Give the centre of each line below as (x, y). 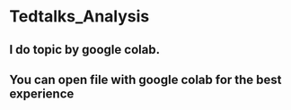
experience (42, 93)
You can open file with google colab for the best (145, 79)
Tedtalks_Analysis (79, 17)
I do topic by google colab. (84, 50)
